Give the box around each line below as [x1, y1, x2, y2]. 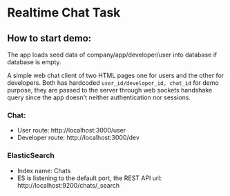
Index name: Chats [17, 166, 71, 175]
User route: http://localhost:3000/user [17, 126, 126, 135]
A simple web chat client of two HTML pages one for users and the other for [7, 71, 224, 79]
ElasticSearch [7, 150, 55, 160]
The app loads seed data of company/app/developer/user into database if [7, 50, 218, 59]
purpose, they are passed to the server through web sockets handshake [7, 86, 213, 94]
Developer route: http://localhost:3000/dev [17, 133, 140, 142]
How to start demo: [7, 32, 92, 44]
